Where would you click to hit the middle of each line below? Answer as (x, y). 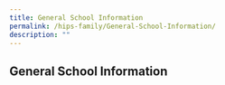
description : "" (40, 34)
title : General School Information (76, 18)
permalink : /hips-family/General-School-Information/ (113, 26)
